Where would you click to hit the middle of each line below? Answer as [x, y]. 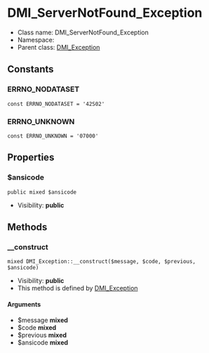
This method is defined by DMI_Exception [77, 288]
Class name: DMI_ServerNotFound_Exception [83, 32]
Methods [27, 227]
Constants [31, 69]
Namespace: [36, 39]
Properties [31, 158]
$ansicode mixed [43, 342]
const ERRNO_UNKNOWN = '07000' [53, 136]
